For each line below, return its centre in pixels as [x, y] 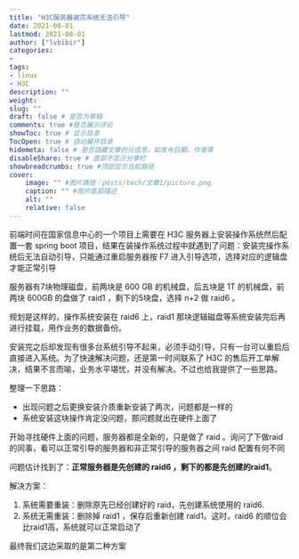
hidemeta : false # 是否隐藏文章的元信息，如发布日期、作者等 [111, 150]
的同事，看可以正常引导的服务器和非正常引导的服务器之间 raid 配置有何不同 [147, 448]
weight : [24, 100]
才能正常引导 [32, 267]
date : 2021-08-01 [41, 26]
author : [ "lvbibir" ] [48, 42]
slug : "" [25, 109]
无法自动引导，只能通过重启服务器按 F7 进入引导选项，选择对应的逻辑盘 [156, 256]
